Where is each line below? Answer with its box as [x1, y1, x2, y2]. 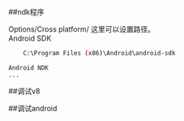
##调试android [8, 103, 58, 113]
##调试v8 [8, 86, 41, 96]
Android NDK [8, 63, 49, 71]
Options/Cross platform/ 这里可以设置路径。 [8, 24, 156, 34]
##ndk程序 [8, 7, 45, 16]
